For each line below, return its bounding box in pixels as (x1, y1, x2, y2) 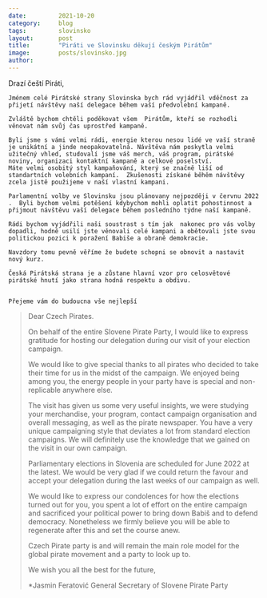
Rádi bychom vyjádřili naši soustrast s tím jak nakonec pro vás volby (8, 220, 256, 228)
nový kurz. (8, 255, 45, 263)
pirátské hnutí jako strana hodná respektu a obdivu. (8, 276, 192, 285)
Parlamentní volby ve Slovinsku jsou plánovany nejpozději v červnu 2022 (8, 192, 260, 200)
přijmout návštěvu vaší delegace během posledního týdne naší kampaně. (8, 206, 252, 214)
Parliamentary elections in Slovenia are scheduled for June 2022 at (27, 459, 249, 468)
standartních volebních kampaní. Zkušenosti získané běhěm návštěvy (8, 171, 245, 179)
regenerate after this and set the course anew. (27, 525, 181, 535)
